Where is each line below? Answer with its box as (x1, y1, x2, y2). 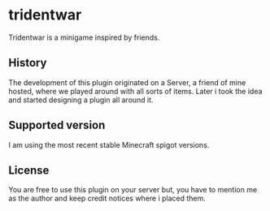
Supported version (8, 118, 106, 132)
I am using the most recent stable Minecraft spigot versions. (8, 140, 210, 149)
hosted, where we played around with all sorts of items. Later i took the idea (8, 86, 263, 96)
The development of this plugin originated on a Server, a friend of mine (8, 77, 246, 87)
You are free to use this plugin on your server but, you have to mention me (8, 185, 258, 195)
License (8, 163, 50, 177)
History (8, 56, 47, 70)
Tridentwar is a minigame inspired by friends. (8, 32, 160, 42)
